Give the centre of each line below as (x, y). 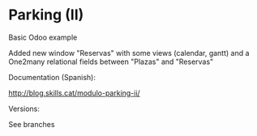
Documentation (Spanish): (52, 77)
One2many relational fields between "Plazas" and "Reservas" (111, 62)
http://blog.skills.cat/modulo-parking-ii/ (74, 93)
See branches (32, 124)
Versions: (24, 108)
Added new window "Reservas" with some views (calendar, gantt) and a (129, 53)
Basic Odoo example (43, 37)
